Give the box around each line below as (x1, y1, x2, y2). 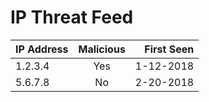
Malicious (78, 42, 126, 56)
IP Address (15, 42, 69, 56)
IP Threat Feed (10, 6, 134, 29)
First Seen (144, 42, 195, 56)
